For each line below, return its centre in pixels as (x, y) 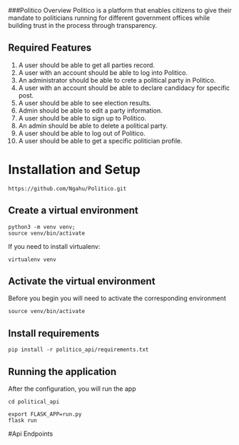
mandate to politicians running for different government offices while (109, 18)
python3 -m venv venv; (42, 227)
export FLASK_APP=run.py (45, 414)
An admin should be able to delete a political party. (93, 126)
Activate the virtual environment (82, 281)
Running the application (62, 371)
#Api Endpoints (31, 434)
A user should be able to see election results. (85, 103)
